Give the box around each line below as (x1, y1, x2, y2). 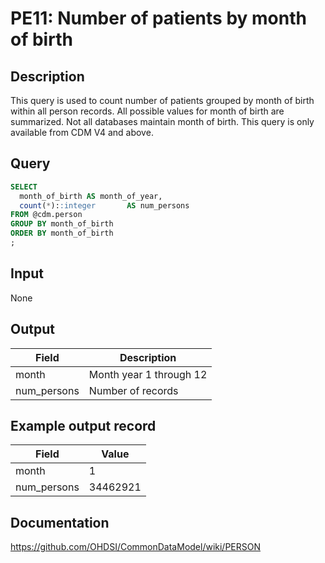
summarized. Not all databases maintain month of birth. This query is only (10, 116, 315, 127)
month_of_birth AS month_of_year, (19, 191, 163, 201)
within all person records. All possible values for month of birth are (10, 105, 285, 117)
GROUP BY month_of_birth (10, 219, 114, 229)
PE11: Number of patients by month (10, 7, 307, 30)
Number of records (88, 383, 179, 397)
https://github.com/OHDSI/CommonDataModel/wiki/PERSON (10, 541, 262, 553)
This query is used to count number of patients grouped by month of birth (10, 95, 315, 106)
